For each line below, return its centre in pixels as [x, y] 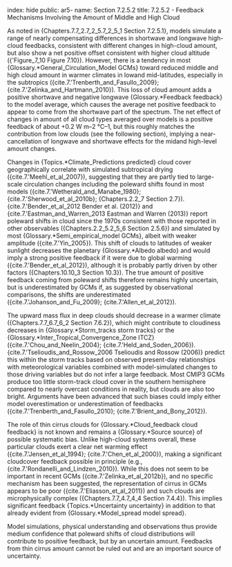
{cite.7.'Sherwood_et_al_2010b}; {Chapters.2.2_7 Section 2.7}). [96, 199]
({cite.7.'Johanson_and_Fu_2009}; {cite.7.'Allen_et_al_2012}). [92, 302]
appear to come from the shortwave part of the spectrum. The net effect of [114, 112]
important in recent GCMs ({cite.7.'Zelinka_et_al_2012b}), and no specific [110, 476]
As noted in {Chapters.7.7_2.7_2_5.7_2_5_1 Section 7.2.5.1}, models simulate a [114, 31]
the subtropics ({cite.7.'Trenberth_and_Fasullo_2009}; [83, 82]
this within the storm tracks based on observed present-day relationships [112, 359]
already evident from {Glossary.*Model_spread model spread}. [97, 513]
